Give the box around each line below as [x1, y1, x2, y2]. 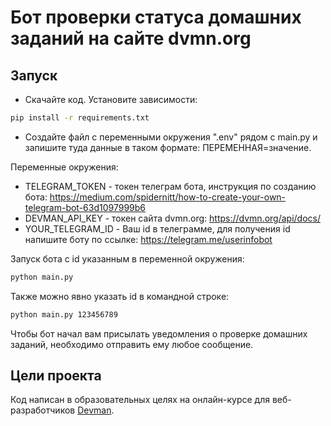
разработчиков [10, 404, 76, 416]
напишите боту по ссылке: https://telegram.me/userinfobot [24, 233, 273, 245]
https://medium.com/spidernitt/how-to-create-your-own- [49, 191, 287, 203]
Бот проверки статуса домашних [10, 6, 302, 29]
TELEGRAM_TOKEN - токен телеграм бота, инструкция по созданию [24, 180, 317, 192]
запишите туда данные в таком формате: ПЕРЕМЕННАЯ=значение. [24, 141, 312, 153]
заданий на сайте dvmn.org [10, 27, 252, 50]
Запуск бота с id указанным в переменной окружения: [10, 252, 245, 265]
